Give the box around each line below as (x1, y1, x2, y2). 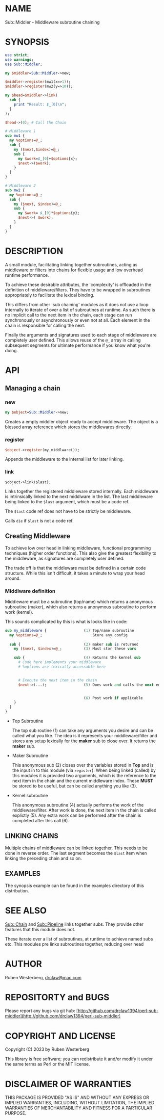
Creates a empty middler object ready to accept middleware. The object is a (5, 419, 158, 425)
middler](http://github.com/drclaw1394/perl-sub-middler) (5, 1013, 121, 1019)
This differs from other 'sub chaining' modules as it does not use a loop (5, 301, 149, 307)
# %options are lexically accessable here (18, 664, 106, 670)
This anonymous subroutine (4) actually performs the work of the (12, 802, 144, 808)
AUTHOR (5, 958, 42, 969)
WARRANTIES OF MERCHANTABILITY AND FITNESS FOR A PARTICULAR (5, 1105, 152, 1111)
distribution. (5, 887, 29, 893)
